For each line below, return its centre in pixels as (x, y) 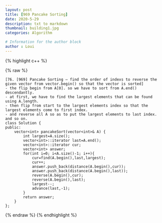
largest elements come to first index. (47, 110)
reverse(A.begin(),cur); (58, 175)
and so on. (16, 118)
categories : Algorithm (29, 33)
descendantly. (20, 93)
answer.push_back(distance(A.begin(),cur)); (79, 167)
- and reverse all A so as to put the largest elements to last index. (81, 114)
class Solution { (23, 123)
